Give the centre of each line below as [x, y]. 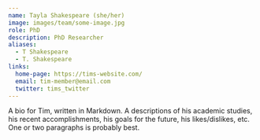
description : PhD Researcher [56, 37]
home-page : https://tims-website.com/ [79, 74]
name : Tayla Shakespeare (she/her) [67, 15]
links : [19, 67]
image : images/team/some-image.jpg [67, 23]
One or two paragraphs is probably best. [74, 127]
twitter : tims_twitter [52, 88]
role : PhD [24, 30]
